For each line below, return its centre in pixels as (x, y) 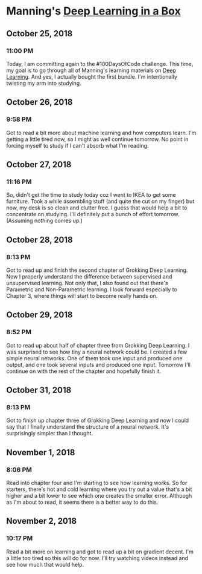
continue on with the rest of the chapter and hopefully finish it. (84, 371)
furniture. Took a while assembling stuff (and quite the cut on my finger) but (100, 202)
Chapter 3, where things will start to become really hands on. (82, 295)
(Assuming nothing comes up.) (45, 221)
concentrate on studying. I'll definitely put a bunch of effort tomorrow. (93, 214)
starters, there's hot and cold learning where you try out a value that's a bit (99, 489)
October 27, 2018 (39, 164)
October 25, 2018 (39, 34)
